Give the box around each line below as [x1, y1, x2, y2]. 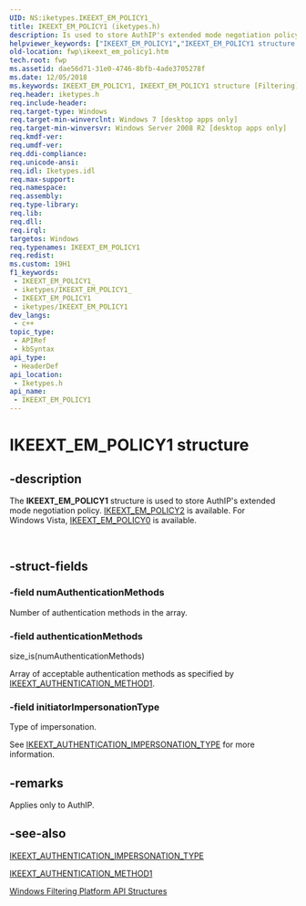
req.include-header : [9, 98, 88, 108]
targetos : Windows [9, 234, 79, 243]
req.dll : [9, 216, 43, 226]
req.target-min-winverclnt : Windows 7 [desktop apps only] [9, 115, 239, 124]
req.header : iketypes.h [9, 90, 100, 99]
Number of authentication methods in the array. [9, 606, 189, 617]
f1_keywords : [9, 269, 59, 278]
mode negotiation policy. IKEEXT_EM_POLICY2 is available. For [9, 505, 246, 516]
